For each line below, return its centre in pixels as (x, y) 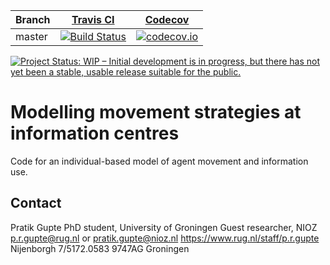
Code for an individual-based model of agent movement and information (159, 161)
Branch (33, 19)
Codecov (167, 19)
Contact (36, 203)
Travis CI (93, 19)
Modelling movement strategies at (156, 112)
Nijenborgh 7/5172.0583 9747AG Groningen (100, 248)
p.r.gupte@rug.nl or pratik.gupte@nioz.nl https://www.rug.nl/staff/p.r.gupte (165, 238)
